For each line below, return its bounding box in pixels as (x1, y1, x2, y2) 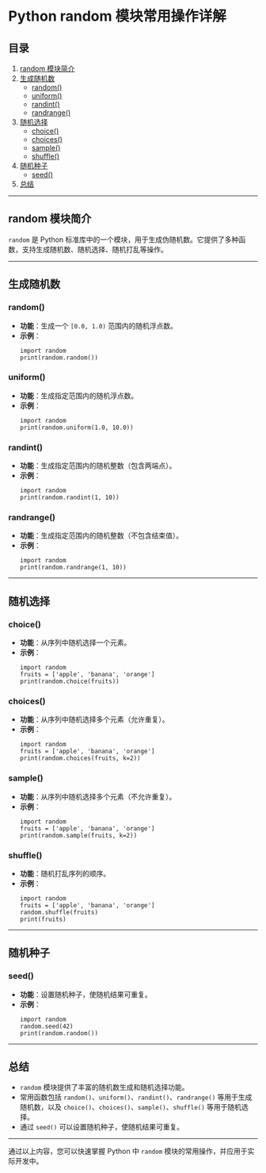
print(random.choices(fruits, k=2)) (19, 754, 141, 762)
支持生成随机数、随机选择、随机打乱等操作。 (21, 244, 168, 254)
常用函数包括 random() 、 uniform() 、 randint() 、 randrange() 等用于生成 (19, 1092, 253, 1102)
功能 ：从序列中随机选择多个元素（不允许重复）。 (19, 792, 177, 801)
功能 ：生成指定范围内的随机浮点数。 (19, 390, 139, 401)
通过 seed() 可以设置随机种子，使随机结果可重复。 (19, 1122, 184, 1132)
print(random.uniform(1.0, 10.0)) (19, 424, 134, 431)
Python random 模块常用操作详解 (8, 7, 227, 25)
